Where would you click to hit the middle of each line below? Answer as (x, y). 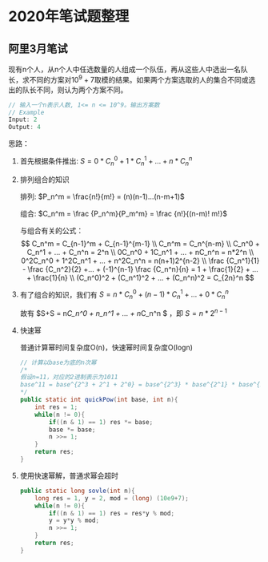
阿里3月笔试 (38, 49)
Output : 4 (25, 127)
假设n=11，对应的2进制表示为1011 (69, 378)
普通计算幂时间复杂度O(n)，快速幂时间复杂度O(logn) (106, 347)
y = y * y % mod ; (74, 521)
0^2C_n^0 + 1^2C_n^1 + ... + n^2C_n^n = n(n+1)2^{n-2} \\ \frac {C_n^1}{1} (140, 261)
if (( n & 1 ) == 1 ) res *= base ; (101, 422)
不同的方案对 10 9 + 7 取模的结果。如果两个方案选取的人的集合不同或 (139, 79)
